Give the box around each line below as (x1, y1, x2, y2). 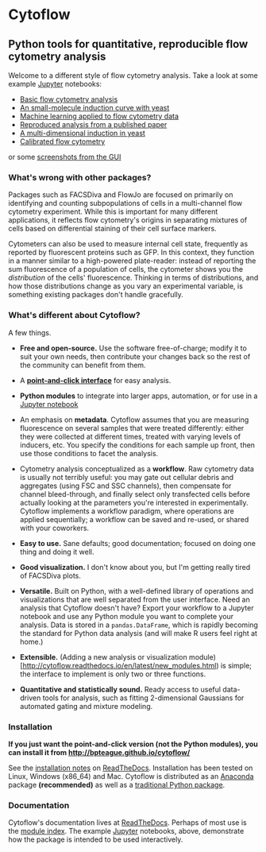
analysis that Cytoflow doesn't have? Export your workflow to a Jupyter (19, 602, 254, 613)
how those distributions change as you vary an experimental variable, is (8, 281, 244, 291)
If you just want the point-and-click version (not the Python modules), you (8, 739, 258, 749)
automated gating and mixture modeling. (19, 701, 153, 711)
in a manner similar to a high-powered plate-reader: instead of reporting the (8, 256, 256, 265)
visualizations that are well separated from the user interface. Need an (19, 594, 250, 604)
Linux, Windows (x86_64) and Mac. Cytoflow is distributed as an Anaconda (8, 771, 254, 780)
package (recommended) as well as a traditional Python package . (8, 780, 226, 789)
